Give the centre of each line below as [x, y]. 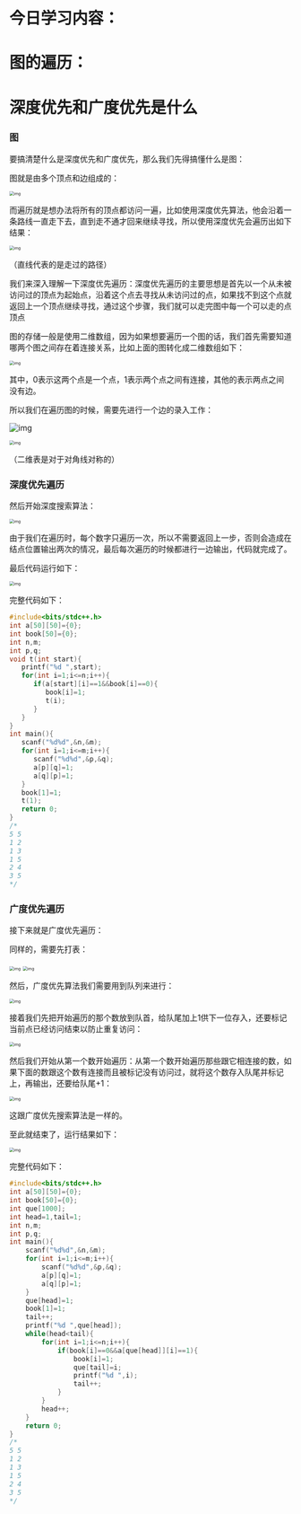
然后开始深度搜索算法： [52, 506]
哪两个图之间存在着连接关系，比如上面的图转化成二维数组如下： [127, 348]
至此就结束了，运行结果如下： [64, 1135]
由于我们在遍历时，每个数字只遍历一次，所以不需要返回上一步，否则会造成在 [150, 538]
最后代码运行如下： [45, 568]
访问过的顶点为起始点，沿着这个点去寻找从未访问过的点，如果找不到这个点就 [150, 295]
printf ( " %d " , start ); [61, 667]
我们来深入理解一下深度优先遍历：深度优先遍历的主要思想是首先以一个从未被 [150, 283]
